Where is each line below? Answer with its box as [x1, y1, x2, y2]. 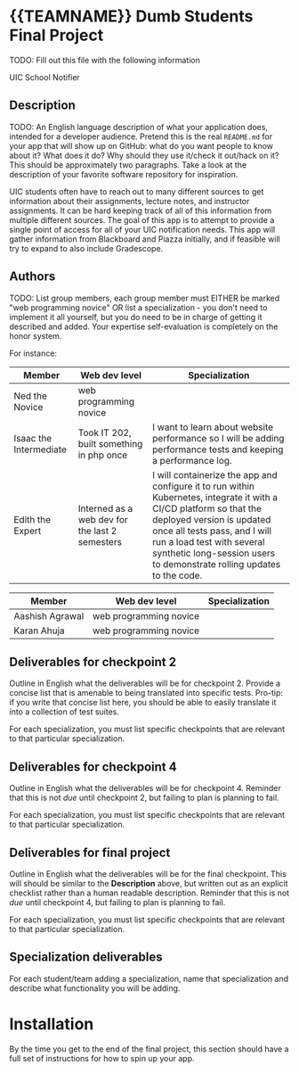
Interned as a [77, 502, 133, 515]
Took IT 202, [77, 426, 132, 439]
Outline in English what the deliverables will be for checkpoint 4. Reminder [9, 783, 282, 794]
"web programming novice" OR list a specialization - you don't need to [9, 301, 268, 313]
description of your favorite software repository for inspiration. [9, 169, 238, 179]
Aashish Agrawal [13, 609, 85, 622]
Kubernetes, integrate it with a [152, 491, 279, 503]
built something [77, 437, 143, 449]
